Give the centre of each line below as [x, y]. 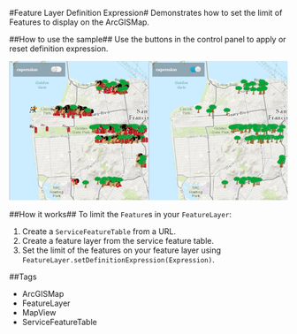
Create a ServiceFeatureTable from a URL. [99, 232]
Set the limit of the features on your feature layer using [122, 250]
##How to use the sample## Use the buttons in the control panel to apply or [148, 39]
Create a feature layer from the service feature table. [118, 241]
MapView [39, 312]
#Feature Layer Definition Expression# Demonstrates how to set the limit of [146, 13]
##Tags [23, 277]
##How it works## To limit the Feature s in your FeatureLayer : [121, 214]
